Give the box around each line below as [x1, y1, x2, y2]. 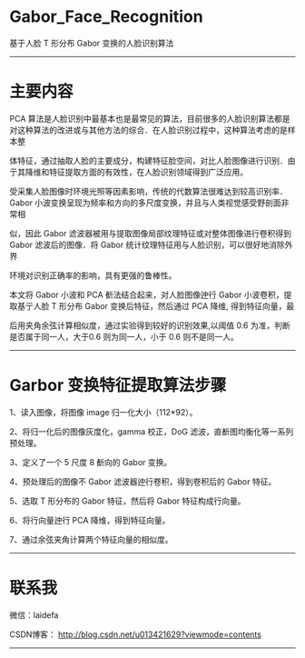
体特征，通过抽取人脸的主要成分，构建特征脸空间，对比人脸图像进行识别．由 [9, 155, 296, 165]
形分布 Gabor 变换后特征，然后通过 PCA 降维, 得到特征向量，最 [58, 300, 295, 311]
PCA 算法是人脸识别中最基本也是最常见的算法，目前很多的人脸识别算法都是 [9, 113, 290, 124]
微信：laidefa [9, 609, 59, 620]
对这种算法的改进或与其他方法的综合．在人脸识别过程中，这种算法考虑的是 [9, 125, 288, 135]
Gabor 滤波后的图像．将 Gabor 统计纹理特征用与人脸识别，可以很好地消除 [9, 239, 285, 250]
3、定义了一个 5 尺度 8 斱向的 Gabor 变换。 [9, 456, 172, 467]
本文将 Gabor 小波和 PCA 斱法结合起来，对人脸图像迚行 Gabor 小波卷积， [9, 289, 284, 300]
